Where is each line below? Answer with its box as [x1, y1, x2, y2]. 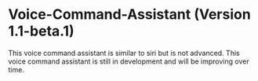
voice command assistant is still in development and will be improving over [8, 57, 249, 66]
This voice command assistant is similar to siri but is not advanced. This [8, 48, 241, 57]
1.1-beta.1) [8, 22, 74, 40]
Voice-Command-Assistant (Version [8, 6, 251, 24]
